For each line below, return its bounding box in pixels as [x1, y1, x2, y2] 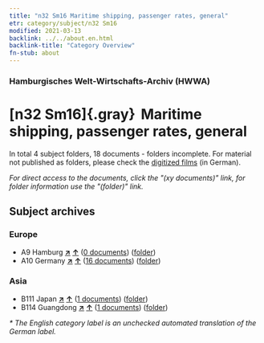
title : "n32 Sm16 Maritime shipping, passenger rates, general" [9, 11, 229, 20]
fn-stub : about [9, 49, 60, 57]
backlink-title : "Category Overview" [9, 42, 136, 50]
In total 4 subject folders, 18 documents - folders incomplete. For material [9, 149, 252, 158]
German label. [9, 326, 57, 336]
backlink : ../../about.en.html [9, 34, 114, 43]
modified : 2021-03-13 [9, 27, 82, 35]
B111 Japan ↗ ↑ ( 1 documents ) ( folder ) [20, 294, 148, 304]
